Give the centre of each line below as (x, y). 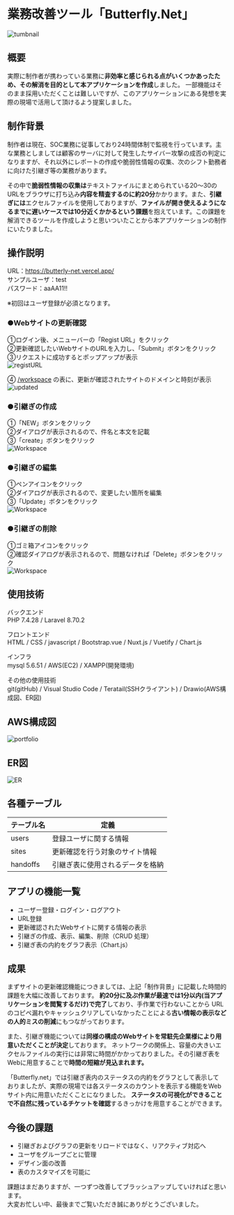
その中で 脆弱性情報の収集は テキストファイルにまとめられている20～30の (112, 185)
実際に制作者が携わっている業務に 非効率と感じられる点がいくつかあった (111, 76)
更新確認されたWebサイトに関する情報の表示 (82, 927)
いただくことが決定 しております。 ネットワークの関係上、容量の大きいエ (117, 1045)
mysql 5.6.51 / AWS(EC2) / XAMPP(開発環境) (71, 665)
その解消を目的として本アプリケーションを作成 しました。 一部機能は (118, 84)
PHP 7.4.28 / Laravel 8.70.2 (46, 620)
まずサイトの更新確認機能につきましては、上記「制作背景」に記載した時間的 (117, 987)
